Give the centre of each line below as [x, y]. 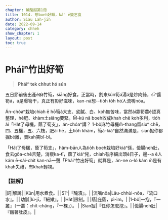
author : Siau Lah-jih [28, 19]
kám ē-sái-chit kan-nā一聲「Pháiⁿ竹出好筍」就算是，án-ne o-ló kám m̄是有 [83, 160]
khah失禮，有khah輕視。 [31, 167]
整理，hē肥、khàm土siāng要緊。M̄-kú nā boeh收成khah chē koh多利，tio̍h [83, 118]
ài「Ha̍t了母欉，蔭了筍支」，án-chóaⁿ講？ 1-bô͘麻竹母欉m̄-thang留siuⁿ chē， [84, 124]
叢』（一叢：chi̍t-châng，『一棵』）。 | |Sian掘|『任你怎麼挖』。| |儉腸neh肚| [81, 205]
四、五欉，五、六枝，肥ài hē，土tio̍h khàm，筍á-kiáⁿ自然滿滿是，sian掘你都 [84, 130]
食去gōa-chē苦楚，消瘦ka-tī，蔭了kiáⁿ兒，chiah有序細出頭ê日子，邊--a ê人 [84, 154]
